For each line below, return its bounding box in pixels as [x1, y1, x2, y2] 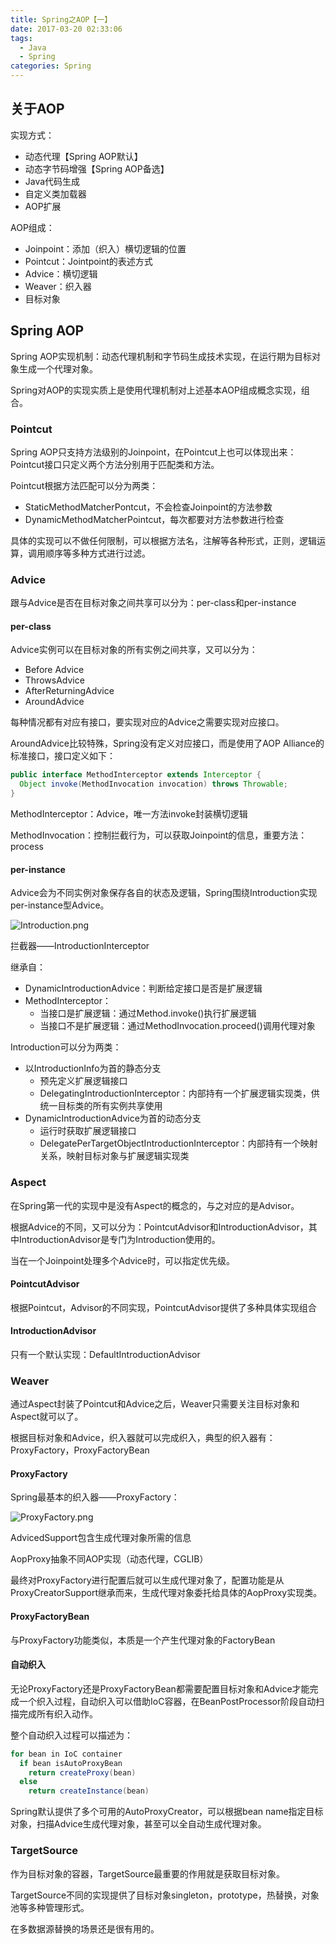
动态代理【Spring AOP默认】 [24, 150, 143, 162]
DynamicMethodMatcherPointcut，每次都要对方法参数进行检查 [24, 513, 285, 525]
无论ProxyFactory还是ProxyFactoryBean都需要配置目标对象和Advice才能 [10, 1682, 310, 1695]
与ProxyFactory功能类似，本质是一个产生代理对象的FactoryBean [10, 1634, 276, 1646]
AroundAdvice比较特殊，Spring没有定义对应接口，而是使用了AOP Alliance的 [10, 737, 325, 750]
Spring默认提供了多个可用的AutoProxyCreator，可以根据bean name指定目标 [10, 1806, 324, 1818]
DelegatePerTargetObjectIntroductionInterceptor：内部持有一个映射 [39, 1137, 318, 1150]
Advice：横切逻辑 [24, 267, 98, 280]
